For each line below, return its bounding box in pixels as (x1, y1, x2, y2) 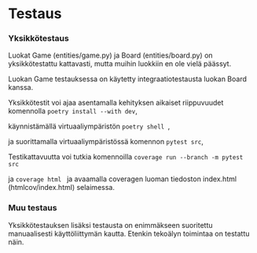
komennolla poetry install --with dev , (8, 106, 138, 116)
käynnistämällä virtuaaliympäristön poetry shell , (8, 121, 171, 131)
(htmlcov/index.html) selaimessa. (8, 183, 116, 192)
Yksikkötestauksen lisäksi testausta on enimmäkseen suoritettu (8, 220, 214, 229)
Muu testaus (8, 203, 57, 214)
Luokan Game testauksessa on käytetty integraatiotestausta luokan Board (8, 74, 248, 84)
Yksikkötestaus (8, 33, 69, 44)
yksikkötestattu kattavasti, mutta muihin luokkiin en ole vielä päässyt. (8, 59, 232, 69)
